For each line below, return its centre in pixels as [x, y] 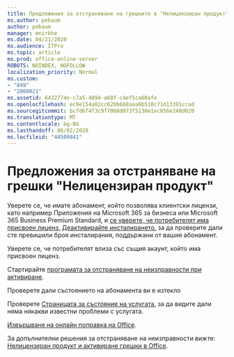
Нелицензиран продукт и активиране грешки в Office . [88, 346]
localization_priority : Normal [53, 72]
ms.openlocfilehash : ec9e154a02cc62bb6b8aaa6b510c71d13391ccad [101, 105]
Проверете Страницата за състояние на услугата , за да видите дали [109, 304]
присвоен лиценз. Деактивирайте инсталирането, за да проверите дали [115, 228]
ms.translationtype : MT [42, 117]
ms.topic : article [34, 53]
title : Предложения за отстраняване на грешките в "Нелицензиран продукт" [118, 14]
